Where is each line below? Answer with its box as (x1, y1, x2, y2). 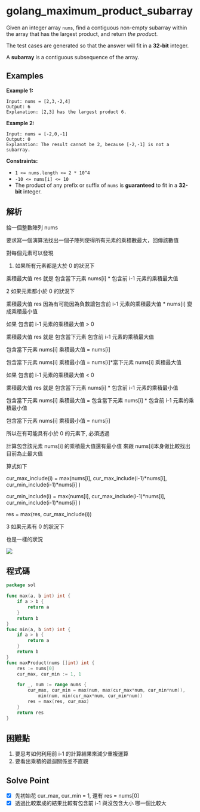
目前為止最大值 (6, 450, 43, 457)
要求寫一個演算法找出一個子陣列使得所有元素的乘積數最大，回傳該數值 (6, 237, 179, 244)
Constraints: (6, 157, 38, 164)
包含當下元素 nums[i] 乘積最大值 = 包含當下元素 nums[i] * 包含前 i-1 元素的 (6, 396, 189, 404)
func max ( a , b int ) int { (6, 593, 70, 599)
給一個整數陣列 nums (6, 223, 59, 231)
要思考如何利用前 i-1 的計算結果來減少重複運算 (14, 750, 129, 758)
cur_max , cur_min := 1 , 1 (17, 671, 82, 677)
